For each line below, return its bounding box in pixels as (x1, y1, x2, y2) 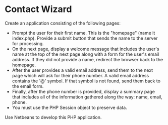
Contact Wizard (5, 4, 72, 15)
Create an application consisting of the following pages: (5, 20, 121, 26)
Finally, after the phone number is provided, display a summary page (12, 88, 155, 94)
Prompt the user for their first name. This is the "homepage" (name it (12, 30, 155, 36)
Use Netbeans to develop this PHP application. (5, 114, 102, 120)
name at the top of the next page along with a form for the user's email (12, 51, 159, 57)
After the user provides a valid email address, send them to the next (12, 67, 153, 73)
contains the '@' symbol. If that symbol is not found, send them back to (12, 78, 161, 84)
